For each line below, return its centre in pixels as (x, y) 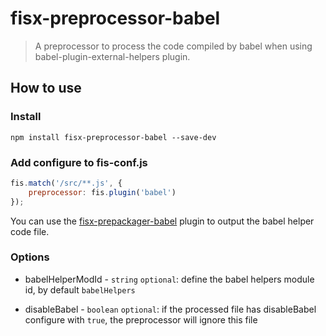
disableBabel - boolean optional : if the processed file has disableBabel (170, 309)
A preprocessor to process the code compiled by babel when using (173, 46)
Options (30, 257)
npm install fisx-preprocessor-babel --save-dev (113, 137)
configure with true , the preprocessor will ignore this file (141, 319)
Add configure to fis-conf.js (79, 162)
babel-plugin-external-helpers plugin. (112, 56)
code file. (30, 231)
